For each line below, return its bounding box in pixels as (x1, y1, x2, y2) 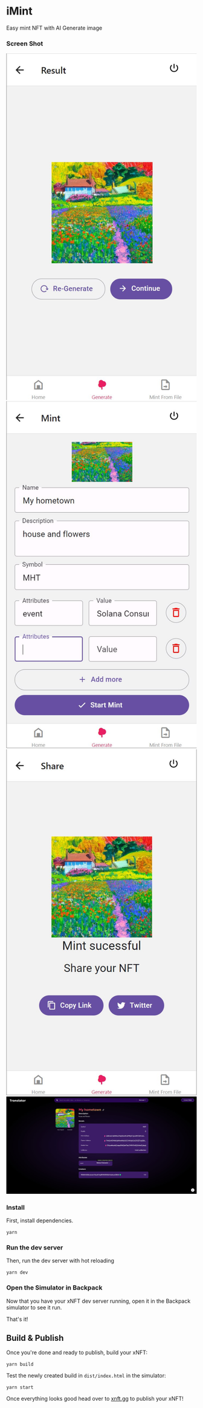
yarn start (6, 1384, 34, 1390)
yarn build (6, 1361, 34, 1367)
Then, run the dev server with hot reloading (6, 1257, 115, 1265)
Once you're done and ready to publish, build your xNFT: (6, 1349, 148, 1356)
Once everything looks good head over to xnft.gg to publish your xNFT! (6, 1395, 184, 1403)
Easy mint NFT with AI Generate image (6, 24, 103, 31)
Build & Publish (6, 1332, 64, 1343)
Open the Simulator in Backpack (6, 1283, 103, 1292)
